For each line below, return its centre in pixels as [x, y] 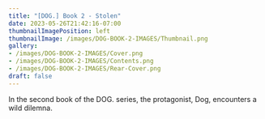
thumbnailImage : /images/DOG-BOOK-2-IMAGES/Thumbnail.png [108, 38]
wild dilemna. [30, 108]
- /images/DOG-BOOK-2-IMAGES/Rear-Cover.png [85, 69]
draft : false [30, 76]
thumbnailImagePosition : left [60, 31]
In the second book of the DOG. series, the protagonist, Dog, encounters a [132, 99]
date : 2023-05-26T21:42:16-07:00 [65, 23]
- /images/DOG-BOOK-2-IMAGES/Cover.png [76, 53]
